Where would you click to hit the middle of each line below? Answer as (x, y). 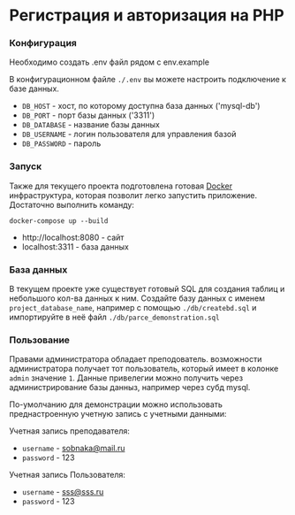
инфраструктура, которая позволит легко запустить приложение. (133, 195)
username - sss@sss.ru (63, 492)
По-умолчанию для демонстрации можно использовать (116, 404)
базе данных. (34, 88)
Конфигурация (43, 43)
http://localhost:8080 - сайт (73, 237)
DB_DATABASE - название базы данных (91, 125)
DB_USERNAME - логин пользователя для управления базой (129, 135)
